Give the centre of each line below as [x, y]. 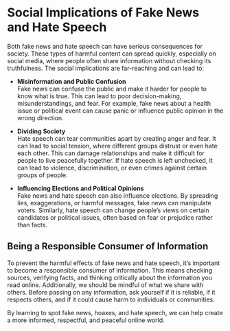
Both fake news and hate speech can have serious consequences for [105, 46]
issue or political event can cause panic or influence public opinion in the [120, 111]
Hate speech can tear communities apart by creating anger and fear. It [116, 138]
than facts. [32, 225]
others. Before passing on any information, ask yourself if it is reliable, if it [111, 292]
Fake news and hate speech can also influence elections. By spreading [117, 195]
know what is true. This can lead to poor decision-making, [99, 96]
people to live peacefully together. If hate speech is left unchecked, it [115, 160]
